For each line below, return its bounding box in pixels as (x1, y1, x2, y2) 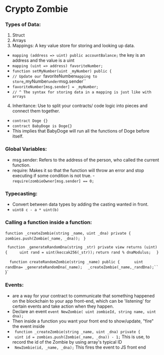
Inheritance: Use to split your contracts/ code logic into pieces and (12, 103, 148, 109)
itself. (12, 133, 24, 139)
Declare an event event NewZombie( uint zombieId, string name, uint (12, 308, 156, 314)
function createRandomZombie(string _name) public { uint (9, 260, 143, 265)
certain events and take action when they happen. (12, 303, 114, 309)
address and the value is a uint (12, 58, 75, 64)
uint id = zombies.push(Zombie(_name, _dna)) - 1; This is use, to (14, 334, 150, 340)
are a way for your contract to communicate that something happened (12, 292, 155, 299)
